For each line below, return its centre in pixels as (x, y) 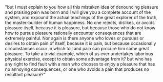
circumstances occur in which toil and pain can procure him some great (77, 49)
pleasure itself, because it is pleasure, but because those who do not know (80, 28)
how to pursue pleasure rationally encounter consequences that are (73, 33)
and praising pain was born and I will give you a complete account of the (78, 12)
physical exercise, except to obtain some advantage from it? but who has (79, 59)
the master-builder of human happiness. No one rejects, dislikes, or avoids (80, 22)
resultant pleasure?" (25, 74)
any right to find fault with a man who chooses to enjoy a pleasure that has (80, 64)
